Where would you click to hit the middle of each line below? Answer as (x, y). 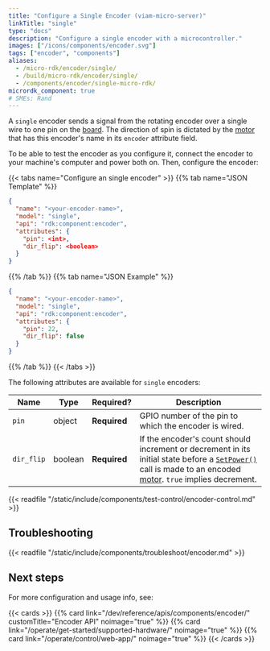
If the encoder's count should (195, 439)
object (65, 421)
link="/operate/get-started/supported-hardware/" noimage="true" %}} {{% (133, 630)
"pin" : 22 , (41, 329)
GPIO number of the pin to (189, 416)
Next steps (36, 578)
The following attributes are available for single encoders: (104, 382)
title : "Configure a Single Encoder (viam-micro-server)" (107, 16)
